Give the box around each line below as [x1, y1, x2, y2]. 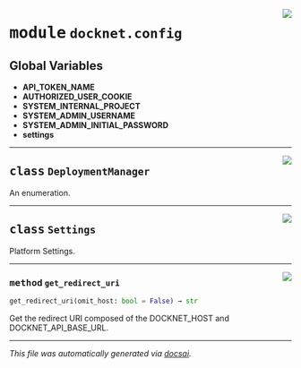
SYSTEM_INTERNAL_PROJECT [21, 101, 141, 111]
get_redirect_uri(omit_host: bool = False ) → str [9, 296, 199, 305]
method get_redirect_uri [9, 277, 120, 288]
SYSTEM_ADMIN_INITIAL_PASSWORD [21, 120, 168, 130]
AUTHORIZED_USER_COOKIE [21, 91, 133, 102]
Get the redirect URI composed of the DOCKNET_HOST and [9, 312, 230, 323]
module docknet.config [9, 23, 183, 43]
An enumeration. [9, 187, 71, 198]
